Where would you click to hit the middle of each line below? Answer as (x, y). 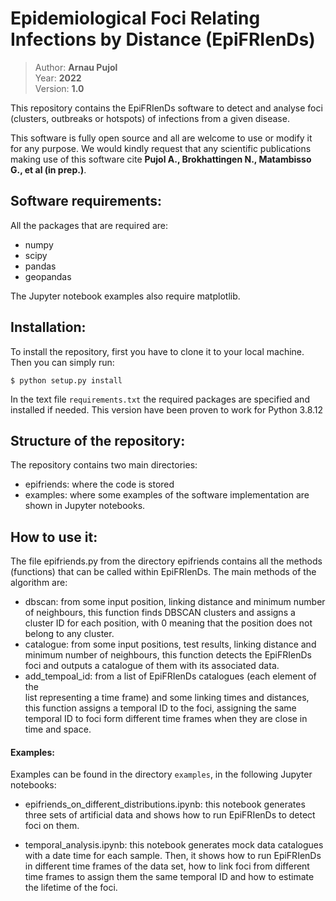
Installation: (48, 327)
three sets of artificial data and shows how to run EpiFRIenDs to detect (170, 815)
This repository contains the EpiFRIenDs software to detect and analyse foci (166, 108)
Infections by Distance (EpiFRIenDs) (163, 39)
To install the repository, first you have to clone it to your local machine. (157, 351)
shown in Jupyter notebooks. (85, 506)
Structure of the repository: (98, 440)
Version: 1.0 (59, 88)
